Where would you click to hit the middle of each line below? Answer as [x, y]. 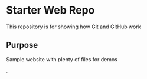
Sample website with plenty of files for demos [62, 59]
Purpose [22, 45]
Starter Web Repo [50, 10]
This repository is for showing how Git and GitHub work [73, 27]
